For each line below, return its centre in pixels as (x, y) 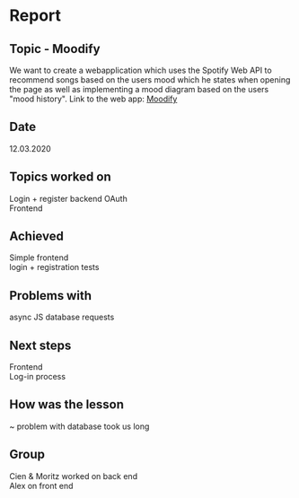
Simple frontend (39, 258)
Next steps (40, 345)
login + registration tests (54, 267)
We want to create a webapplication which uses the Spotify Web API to (141, 70)
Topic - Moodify (55, 49)
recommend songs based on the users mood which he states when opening (150, 80)
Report (35, 16)
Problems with (51, 296)
